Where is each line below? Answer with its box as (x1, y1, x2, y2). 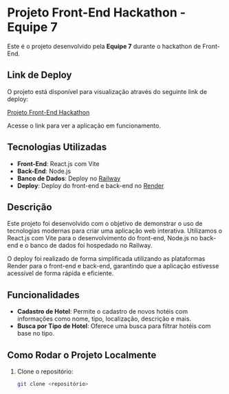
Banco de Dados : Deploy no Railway (17, 174, 121, 183)
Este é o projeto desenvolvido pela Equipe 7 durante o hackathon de (7, 42, 201, 50)
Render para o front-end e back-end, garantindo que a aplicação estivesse (7, 262, 219, 270)
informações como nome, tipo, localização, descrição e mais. (17, 314, 191, 323)
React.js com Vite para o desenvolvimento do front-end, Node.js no (7, 234, 198, 242)
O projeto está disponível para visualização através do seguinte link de (7, 87, 208, 95)
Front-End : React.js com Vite (17, 159, 100, 167)
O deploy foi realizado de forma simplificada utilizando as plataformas (7, 255, 206, 263)
